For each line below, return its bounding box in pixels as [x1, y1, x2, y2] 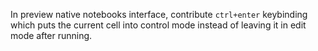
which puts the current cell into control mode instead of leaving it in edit [10, 19, 307, 31]
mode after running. [10, 30, 93, 41]
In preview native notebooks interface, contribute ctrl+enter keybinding [10, 9, 308, 20]
